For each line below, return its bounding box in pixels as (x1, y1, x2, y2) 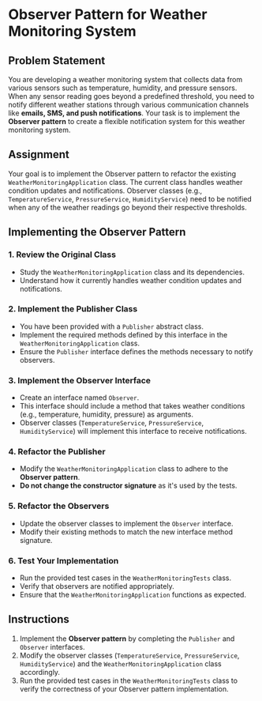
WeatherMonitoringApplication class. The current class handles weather (8, 177, 243, 187)
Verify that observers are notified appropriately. (19, 581, 175, 590)
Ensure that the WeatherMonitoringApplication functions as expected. (19, 590, 247, 599)
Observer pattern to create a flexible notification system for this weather (8, 117, 245, 126)
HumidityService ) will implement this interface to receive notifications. (19, 427, 247, 436)
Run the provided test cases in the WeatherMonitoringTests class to (19, 676, 238, 685)
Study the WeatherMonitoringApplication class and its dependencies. (19, 267, 245, 277)
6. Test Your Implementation (8, 555, 119, 566)
